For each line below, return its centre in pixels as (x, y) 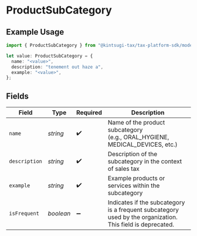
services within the (134, 186)
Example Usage (35, 32)
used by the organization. (142, 217)
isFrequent (24, 214)
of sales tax (123, 169)
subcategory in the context (145, 161)
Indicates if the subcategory (146, 203)
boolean (59, 214)
